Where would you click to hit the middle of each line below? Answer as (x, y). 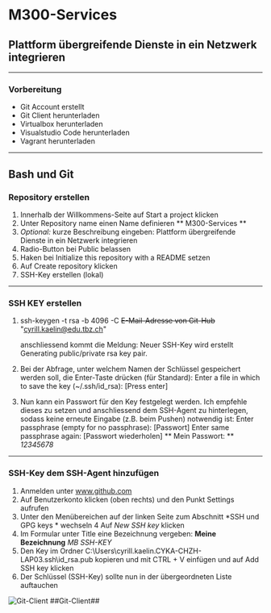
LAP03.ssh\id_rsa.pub (56, 559)
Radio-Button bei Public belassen (75, 248)
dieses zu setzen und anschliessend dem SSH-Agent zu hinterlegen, (134, 411)
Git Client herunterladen (60, 115)
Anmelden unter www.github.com (76, 490)
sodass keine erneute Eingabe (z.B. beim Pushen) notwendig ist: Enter (137, 419)
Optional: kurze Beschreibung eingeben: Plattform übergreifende (128, 231)
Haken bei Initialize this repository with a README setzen (115, 257)
